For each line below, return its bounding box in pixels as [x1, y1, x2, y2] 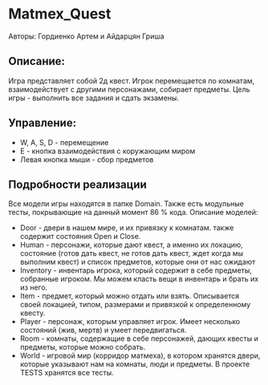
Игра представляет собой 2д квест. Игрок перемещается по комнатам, [8, 75, 255, 85]
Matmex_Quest [8, 5, 112, 23]
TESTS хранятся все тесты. [19, 368, 114, 378]
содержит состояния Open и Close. [19, 232, 141, 241]
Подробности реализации [8, 177, 147, 191]
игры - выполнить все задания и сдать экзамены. [8, 93, 179, 103]
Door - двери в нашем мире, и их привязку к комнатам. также [19, 223, 234, 233]
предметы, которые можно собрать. [19, 342, 146, 352]
